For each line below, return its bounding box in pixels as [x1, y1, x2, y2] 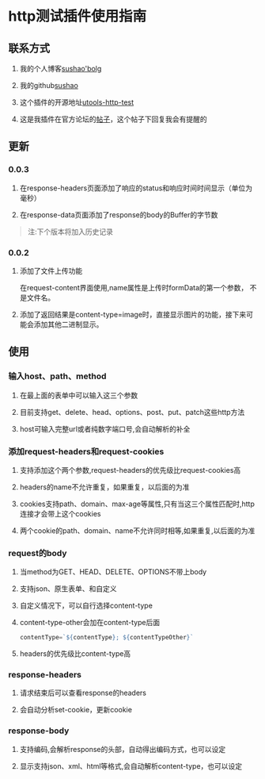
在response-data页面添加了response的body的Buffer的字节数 [19, 209, 218, 219]
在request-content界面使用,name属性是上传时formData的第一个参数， [19, 282, 248, 292]
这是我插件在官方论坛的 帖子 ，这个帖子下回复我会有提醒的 [19, 114, 207, 124]
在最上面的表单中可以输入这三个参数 [19, 390, 138, 400]
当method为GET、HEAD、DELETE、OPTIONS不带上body [19, 567, 207, 577]
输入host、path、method [8, 370, 107, 382]
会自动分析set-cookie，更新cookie [19, 705, 133, 715]
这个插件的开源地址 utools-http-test [19, 98, 134, 107]
